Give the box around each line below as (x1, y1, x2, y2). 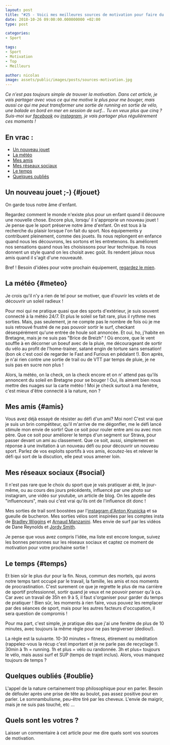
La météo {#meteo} (5, 279, 68, 288)
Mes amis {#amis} (5, 402, 64, 411)
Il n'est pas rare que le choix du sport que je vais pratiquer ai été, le (5, 482, 146, 488)
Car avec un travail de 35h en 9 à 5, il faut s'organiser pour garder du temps (5, 594, 163, 600)
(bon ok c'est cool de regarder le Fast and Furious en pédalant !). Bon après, (5, 351, 164, 357)
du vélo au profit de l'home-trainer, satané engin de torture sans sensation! (5, 346, 162, 352)
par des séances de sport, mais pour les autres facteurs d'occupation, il (5, 605, 155, 611)
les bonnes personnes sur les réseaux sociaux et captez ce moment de (5, 539, 154, 546)
